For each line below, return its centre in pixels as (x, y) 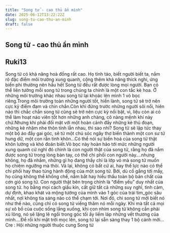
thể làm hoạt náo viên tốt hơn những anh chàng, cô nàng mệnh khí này (79, 117)
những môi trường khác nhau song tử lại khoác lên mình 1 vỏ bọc (73, 96)
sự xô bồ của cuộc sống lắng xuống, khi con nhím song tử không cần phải (82, 209)
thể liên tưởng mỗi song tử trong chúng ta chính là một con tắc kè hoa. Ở (81, 90)
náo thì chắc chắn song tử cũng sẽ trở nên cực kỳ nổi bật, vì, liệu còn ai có (83, 112)
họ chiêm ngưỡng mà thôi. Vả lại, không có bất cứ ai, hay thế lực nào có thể (84, 166)
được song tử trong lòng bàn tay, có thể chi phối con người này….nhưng (80, 155)
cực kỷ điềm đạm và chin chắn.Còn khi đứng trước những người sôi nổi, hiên (85, 107)
